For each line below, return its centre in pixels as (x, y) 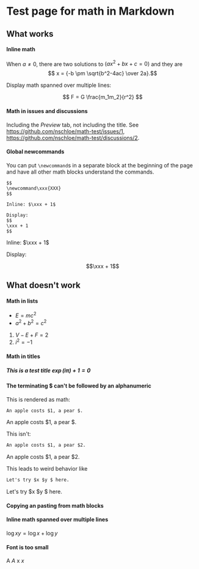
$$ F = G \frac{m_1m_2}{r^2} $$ (103, 97)
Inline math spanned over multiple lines (57, 519)
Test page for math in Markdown (90, 11)
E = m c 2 (26, 315)
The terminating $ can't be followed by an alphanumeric (79, 386)
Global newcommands (35, 152)
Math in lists (22, 301)
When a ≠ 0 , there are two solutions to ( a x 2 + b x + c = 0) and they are (95, 64)
